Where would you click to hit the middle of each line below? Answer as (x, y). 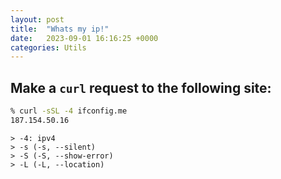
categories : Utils (48, 47)
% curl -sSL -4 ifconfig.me (69, 111)
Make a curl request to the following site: (141, 87)
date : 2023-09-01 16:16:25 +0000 (84, 38)
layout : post (37, 19)
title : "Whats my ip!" (60, 29)
